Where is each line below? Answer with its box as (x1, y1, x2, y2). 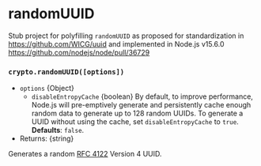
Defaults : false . (31, 126, 85, 135)
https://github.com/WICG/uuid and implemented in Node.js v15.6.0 (8, 39, 225, 48)
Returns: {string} (19, 134, 74, 143)
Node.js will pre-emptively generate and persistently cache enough (31, 100, 252, 110)
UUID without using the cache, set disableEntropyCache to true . (31, 117, 239, 126)
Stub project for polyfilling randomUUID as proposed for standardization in (8, 31, 244, 40)
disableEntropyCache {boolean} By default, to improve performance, (31, 92, 253, 101)
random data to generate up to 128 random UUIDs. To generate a (31, 108, 244, 119)
